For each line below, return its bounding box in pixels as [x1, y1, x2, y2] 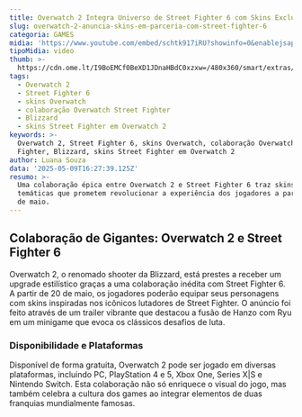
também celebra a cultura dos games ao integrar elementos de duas [9, 388, 262, 399]
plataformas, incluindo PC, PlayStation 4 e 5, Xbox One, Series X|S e [9, 368, 263, 379]
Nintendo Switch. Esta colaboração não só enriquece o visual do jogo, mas [9, 378, 287, 389]
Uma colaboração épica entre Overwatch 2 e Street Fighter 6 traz [17, 181, 271, 190]
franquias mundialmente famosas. [9, 397, 136, 408]
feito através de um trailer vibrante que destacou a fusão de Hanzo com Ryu [9, 307, 292, 318]
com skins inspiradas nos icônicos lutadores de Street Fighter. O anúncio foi [9, 297, 291, 308]
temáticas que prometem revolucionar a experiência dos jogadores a [17, 189, 280, 198]
